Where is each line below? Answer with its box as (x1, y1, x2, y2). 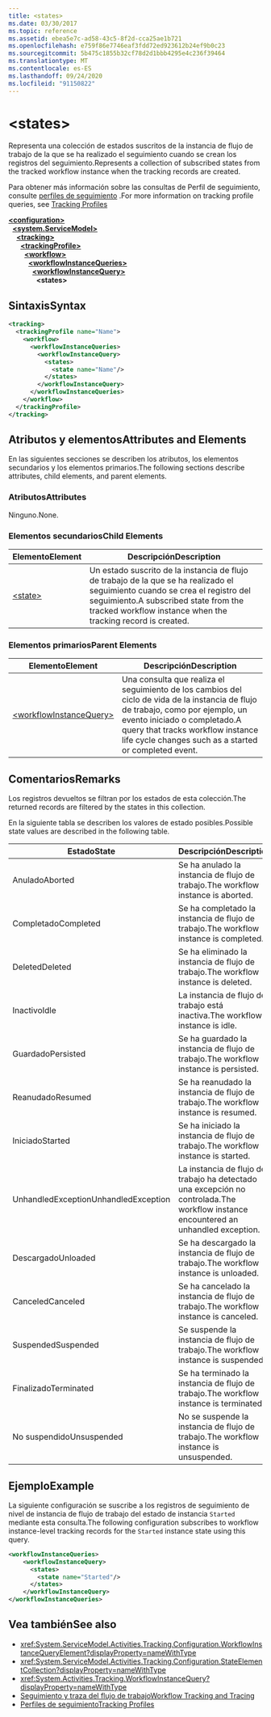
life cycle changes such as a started (122, 735, 258, 746)
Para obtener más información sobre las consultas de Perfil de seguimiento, (8, 183, 261, 192)
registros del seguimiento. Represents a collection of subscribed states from (8, 158, 261, 168)
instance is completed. (177, 933, 265, 944)
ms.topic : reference (8, 27, 78, 35)
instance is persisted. (177, 1064, 260, 1075)
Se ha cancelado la (177, 1280, 251, 1292)
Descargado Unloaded (12, 1252, 96, 1263)
